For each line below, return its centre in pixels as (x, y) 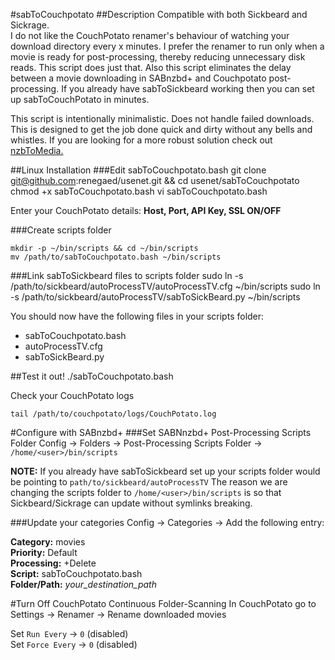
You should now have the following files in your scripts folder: (137, 316)
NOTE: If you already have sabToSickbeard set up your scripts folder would (165, 471)
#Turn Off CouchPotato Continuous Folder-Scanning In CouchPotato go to (163, 603)
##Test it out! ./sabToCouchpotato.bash (92, 376)
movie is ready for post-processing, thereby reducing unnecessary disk (158, 57)
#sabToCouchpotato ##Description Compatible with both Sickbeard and (159, 14)
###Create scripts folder (61, 230)
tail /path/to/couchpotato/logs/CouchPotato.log (113, 414)
